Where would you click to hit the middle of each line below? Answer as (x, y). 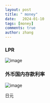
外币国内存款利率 (25, 74)
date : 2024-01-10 (25, 19)
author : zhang (19, 33)
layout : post (18, 10)
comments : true (20, 28)
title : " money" (21, 14)
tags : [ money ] (19, 23)
